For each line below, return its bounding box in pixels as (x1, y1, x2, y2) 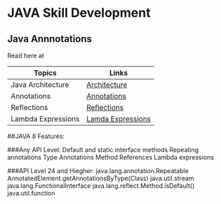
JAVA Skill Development (7, 5, 151, 21)
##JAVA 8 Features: (7, 132, 65, 140)
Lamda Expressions (86, 114, 152, 123)
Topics (34, 68, 58, 78)
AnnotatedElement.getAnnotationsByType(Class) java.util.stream (7, 174, 194, 182)
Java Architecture (11, 80, 69, 89)
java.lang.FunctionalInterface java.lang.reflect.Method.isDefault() (7, 182, 195, 190)
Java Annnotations (7, 33, 93, 45)
